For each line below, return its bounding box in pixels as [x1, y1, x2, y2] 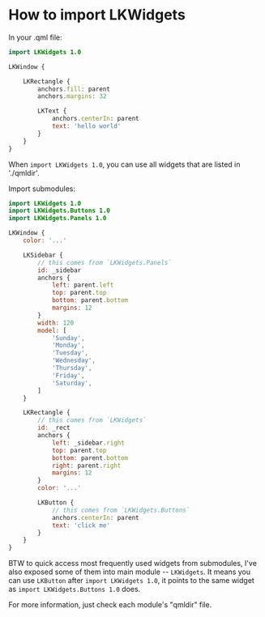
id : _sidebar [37, 266, 82, 274]
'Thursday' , [51, 364, 92, 372]
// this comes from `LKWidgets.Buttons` [51, 506, 190, 514]
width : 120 [37, 318, 75, 327]
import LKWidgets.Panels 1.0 [8, 215, 107, 223]
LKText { [37, 107, 67, 115]
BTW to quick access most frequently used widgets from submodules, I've [8, 559, 258, 568]
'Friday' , [51, 371, 85, 380]
